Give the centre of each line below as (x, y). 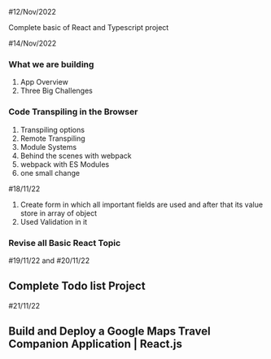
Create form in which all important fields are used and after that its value (141, 204)
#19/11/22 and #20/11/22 (49, 260)
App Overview (44, 82)
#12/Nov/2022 (33, 12)
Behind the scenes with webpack (76, 155)
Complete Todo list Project (77, 286)
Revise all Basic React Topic (65, 243)
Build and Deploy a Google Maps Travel (109, 332)
